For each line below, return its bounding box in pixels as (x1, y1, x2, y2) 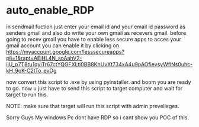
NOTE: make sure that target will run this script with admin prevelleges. (6, 102, 179, 109)
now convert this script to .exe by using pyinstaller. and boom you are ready (6, 78, 191, 86)
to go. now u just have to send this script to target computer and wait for (6, 84, 183, 92)
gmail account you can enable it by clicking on (6, 42, 120, 49)
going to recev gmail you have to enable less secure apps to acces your (6, 35, 182, 43)
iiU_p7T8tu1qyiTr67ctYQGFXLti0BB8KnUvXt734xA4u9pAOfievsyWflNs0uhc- (6, 60, 193, 68)
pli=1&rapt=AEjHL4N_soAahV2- (6, 54, 82, 61)
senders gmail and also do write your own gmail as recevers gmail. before (6, 29, 187, 36)
